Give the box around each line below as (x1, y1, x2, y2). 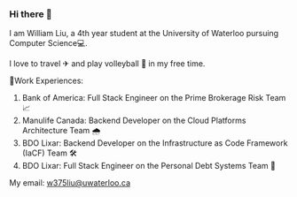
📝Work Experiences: (9, 75, 84, 87)
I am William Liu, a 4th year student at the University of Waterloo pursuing (9, 28, 279, 39)
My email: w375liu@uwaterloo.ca (9, 178, 131, 188)
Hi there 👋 (9, 8, 53, 20)
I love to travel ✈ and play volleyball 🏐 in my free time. (9, 58, 206, 69)
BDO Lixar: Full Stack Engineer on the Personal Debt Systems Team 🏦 (21, 161, 277, 171)
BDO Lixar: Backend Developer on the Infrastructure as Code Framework (21, 138, 288, 148)
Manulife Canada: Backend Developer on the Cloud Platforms (21, 115, 246, 126)
